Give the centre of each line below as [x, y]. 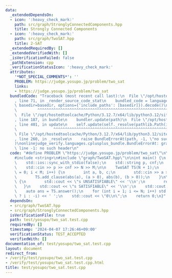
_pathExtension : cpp [32, 63]
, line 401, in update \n [41, 124]
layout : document [24, 249]
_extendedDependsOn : [32, 15]
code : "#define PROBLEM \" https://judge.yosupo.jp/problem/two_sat [83, 153]
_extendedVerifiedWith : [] [39, 53]
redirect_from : [21, 253]
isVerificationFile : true [38, 215]
